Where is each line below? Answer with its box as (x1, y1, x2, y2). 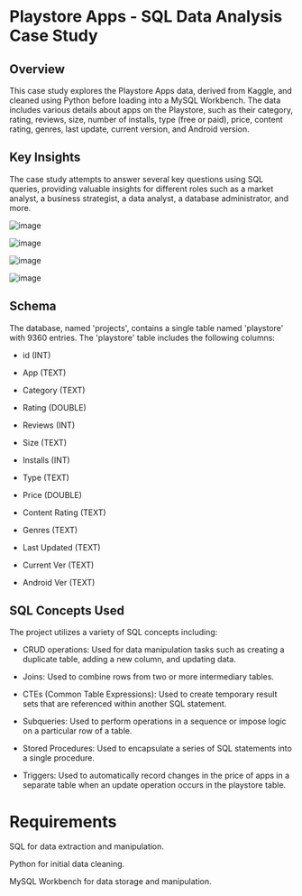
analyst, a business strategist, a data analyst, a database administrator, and (9, 192, 288, 204)
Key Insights (9, 150, 81, 165)
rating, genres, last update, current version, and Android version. (9, 124, 250, 134)
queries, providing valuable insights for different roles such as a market (9, 183, 274, 194)
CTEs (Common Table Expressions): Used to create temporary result (22, 688, 278, 700)
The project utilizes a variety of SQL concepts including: (9, 627, 218, 638)
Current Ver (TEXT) (22, 559, 95, 570)
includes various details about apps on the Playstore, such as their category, (9, 105, 294, 115)
